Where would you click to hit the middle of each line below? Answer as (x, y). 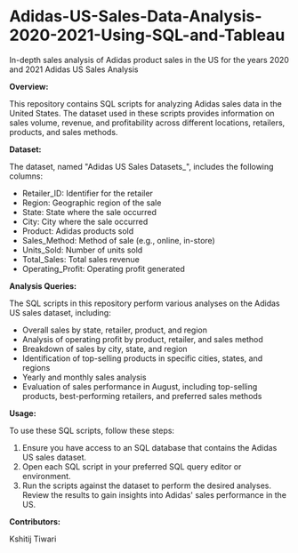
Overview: (29, 86)
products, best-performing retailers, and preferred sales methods (142, 396)
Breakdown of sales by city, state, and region (105, 349)
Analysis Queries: (43, 285)
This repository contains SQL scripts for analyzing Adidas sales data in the (145, 103)
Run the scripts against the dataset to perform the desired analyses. (146, 485)
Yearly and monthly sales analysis (84, 377)
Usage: (23, 413)
